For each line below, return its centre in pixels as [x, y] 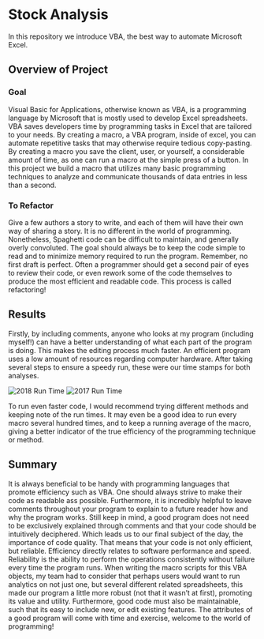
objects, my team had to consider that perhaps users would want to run [124, 576]
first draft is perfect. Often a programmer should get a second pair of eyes [129, 264]
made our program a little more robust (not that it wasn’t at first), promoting [130, 592]
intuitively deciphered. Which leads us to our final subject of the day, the [126, 534]
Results [27, 315]
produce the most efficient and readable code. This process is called [120, 281]
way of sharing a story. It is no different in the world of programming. [120, 231]
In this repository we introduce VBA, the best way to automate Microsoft [125, 36]
